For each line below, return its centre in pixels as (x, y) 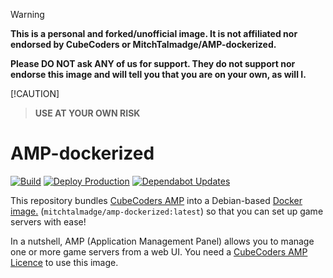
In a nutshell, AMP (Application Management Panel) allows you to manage (162, 241)
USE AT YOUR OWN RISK (87, 113)
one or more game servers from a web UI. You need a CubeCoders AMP (159, 251)
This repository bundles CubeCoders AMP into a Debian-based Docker (156, 200)
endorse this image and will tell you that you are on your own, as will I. (158, 74)
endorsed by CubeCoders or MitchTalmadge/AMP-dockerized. (143, 44)
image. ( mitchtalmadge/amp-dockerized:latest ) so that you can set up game (167, 211)
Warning (27, 14)
